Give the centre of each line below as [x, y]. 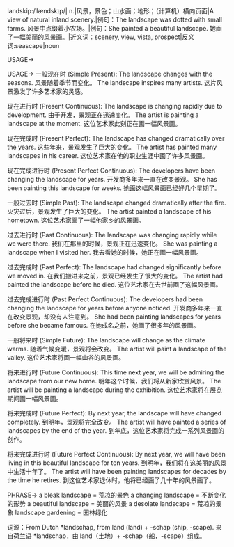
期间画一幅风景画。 [35, 398]
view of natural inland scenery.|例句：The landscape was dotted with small [115, 19]
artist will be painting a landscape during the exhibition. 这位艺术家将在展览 [115, 390]
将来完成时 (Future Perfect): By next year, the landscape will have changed [114, 413]
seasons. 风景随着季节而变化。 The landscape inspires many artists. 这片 [112, 82]
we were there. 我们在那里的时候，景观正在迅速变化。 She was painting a [112, 244]
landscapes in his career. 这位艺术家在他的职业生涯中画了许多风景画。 [108, 156]
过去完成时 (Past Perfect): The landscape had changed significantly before [114, 267]
